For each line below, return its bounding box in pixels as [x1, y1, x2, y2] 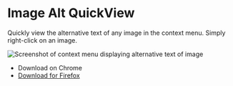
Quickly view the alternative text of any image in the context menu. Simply [7, 28, 226, 37]
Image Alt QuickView [7, 5, 135, 21]
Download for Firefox [17, 71, 80, 80]
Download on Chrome [17, 63, 83, 72]
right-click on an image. [7, 36, 77, 44]
